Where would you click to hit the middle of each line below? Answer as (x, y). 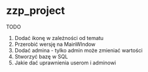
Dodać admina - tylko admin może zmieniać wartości (78, 50)
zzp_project (36, 11)
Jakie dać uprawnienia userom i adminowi (65, 63)
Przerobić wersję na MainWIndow (55, 44)
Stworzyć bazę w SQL (41, 56)
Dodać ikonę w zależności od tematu (59, 38)
